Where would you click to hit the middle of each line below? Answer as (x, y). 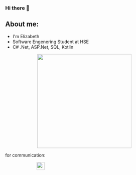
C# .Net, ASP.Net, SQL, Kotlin (43, 47)
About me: (22, 24)
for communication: (25, 155)
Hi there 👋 (18, 8)
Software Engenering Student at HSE (51, 42)
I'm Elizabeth (26, 36)
